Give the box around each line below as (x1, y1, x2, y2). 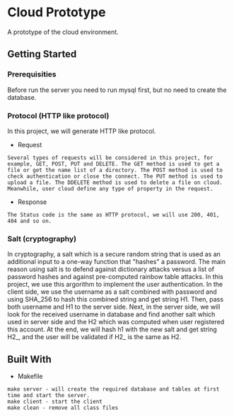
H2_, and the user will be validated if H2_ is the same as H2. (7, 333, 182, 341)
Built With (7, 353, 52, 365)
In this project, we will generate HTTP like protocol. (7, 127, 156, 135)
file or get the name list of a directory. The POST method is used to (7, 166, 223, 173)
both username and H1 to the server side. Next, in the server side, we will (7, 302, 221, 312)
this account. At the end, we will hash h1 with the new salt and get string (7, 325, 217, 333)
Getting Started (7, 48, 77, 60)
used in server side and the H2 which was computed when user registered (7, 318, 225, 326)
